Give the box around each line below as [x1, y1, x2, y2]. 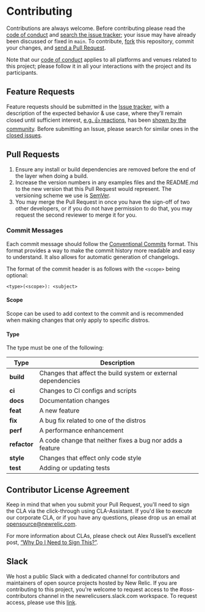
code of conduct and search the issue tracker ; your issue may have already [6, 31, 196, 38]
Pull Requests [6, 149, 60, 160]
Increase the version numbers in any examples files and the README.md [15, 179, 198, 186]
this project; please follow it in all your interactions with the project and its [6, 62, 192, 70]
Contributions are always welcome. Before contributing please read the [6, 24, 185, 32]
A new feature [39, 406, 80, 415]
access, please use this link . [6, 599, 77, 606]
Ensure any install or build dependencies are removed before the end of [15, 165, 196, 173]
